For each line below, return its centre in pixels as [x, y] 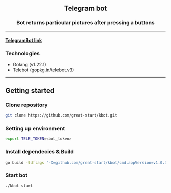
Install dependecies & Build [39, 152]
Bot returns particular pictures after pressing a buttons [85, 23]
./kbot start [19, 186]
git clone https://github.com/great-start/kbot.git [61, 115]
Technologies [22, 54]
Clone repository [26, 105]
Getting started [30, 90]
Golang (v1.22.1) [30, 64]
